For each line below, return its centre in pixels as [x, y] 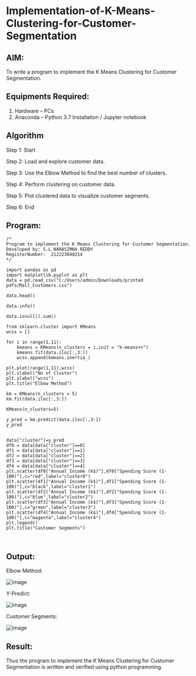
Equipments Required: [48, 96]
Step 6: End [20, 207]
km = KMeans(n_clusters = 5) [42, 394]
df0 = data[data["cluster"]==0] [46, 446]
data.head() [21, 296]
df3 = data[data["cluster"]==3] [46, 461]
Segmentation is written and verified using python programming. [84, 667]
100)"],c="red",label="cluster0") [49, 477]
